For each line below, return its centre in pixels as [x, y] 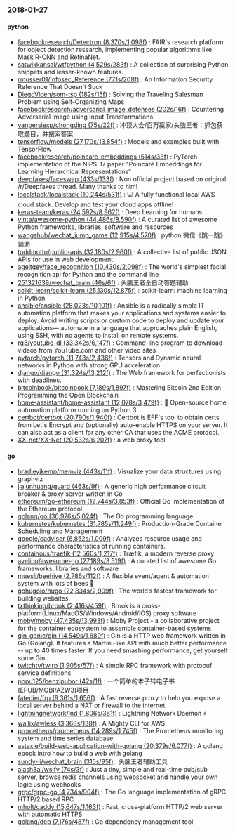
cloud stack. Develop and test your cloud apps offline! [95, 204]
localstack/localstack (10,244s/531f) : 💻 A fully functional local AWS [116, 195]
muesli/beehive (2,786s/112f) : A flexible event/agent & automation [113, 576]
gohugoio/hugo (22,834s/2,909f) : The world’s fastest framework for [117, 591]
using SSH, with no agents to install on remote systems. [98, 336]
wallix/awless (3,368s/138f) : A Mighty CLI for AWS [91, 723]
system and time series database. [66, 738]
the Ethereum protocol [50, 509]
